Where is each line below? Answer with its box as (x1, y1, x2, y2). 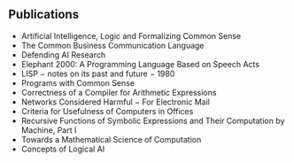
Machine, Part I (20, 124, 77, 136)
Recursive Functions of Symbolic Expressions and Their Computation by (20, 115, 285, 126)
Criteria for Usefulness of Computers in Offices (20, 105, 194, 116)
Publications (8, 7, 80, 22)
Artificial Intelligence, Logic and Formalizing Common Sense (20, 30, 242, 41)
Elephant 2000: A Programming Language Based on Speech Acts (20, 58, 260, 69)
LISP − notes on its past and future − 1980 (20, 68, 175, 79)
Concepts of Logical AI (20, 144, 105, 154)
